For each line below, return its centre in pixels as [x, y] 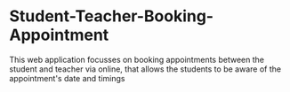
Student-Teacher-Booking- [112, 16]
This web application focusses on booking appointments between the [137, 59]
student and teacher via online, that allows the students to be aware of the [145, 69]
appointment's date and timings [67, 78]
